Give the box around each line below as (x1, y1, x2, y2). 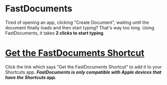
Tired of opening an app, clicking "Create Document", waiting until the (5, 19, 150, 25)
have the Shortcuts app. (5, 74, 57, 80)
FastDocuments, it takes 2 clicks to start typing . (5, 30, 105, 36)
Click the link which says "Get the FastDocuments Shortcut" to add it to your (5, 64, 162, 70)
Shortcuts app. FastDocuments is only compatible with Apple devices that (5, 69, 162, 75)
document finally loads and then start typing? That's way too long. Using (5, 24, 155, 30)
